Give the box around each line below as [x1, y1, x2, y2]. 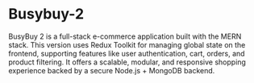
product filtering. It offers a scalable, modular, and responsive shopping [8, 57, 246, 67]
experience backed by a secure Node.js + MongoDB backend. [8, 65, 215, 75]
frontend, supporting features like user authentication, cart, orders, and [8, 48, 245, 58]
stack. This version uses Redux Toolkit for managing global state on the [8, 39, 246, 49]
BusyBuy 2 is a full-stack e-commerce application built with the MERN [8, 31, 242, 41]
